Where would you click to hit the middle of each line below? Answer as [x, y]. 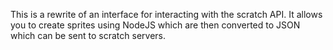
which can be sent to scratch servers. [88, 35]
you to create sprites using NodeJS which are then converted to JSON [155, 25]
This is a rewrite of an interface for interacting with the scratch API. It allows [166, 14]
